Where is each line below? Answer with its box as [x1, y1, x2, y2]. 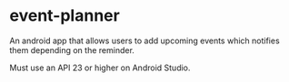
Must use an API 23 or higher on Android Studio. [9, 62, 191, 73]
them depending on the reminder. [9, 44, 135, 55]
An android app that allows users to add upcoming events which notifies [9, 35, 280, 46]
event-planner [9, 5, 120, 26]
